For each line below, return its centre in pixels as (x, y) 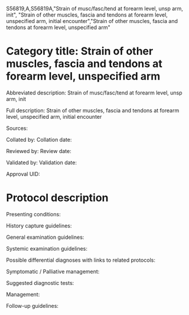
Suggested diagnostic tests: (40, 282)
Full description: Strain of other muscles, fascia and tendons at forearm (93, 110)
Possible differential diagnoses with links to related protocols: (81, 260)
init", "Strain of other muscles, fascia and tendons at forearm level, (87, 15)
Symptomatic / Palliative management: (53, 271)
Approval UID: (23, 174)
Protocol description (57, 198)
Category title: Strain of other (80, 51)
